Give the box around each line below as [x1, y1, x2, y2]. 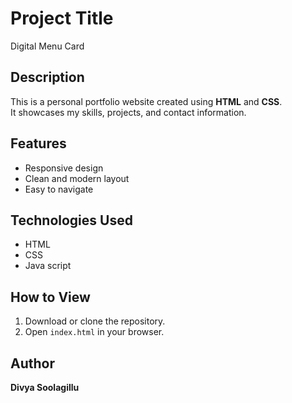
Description [10, 69, 85, 86]
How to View [10, 288, 91, 306]
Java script [24, 260, 72, 272]
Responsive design [24, 162, 104, 174]
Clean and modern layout [24, 172, 130, 184]
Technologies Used [10, 212, 133, 229]
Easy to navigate [24, 183, 94, 195]
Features [10, 135, 67, 152]
